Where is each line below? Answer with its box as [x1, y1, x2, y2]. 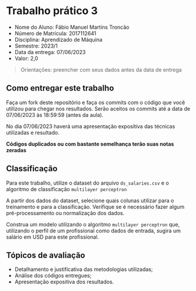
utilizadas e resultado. [6, 129, 60, 136]
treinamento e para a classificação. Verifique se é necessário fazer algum [6, 203, 185, 210]
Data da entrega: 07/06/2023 [14, 48, 86, 55]
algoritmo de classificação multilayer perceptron [6, 185, 127, 192]
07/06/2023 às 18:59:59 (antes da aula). [6, 111, 104, 118]
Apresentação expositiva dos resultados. [14, 278, 114, 286]
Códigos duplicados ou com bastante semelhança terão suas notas [6, 140, 174, 148]
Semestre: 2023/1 [14, 42, 58, 49]
